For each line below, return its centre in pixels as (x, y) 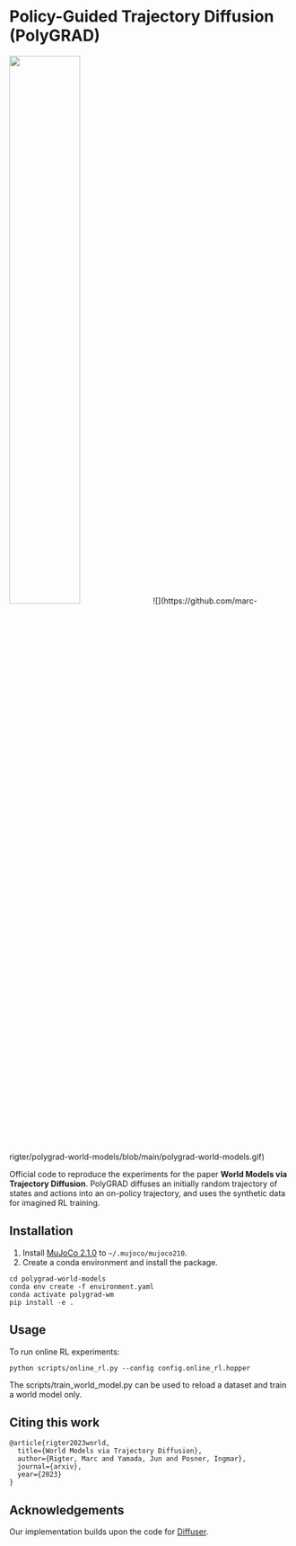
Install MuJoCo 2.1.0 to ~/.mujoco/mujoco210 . (104, 1253)
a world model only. (46, 1394)
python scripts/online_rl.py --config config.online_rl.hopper (130, 1368)
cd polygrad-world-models (57, 1279)
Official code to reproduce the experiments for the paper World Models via (148, 1174)
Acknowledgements (67, 1510)
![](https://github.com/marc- (205, 601)
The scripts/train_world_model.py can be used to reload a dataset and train (148, 1385)
